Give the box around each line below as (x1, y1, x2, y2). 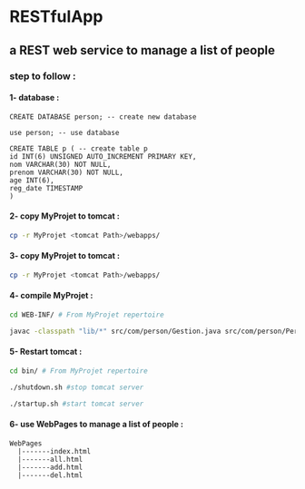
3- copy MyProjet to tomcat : (9, 250, 121, 261)
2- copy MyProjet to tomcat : (9, 210, 120, 221)
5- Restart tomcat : (9, 347, 83, 357)
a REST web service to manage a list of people (9, 43, 275, 58)
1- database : (9, 93, 60, 103)
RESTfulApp (9, 6, 103, 27)
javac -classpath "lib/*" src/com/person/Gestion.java (9, 327, 221, 336)
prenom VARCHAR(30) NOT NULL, (9, 168, 124, 177)
